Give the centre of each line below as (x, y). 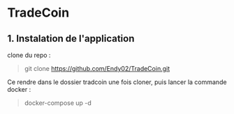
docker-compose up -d (58, 103)
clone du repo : (29, 55)
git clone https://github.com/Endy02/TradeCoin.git (97, 68)
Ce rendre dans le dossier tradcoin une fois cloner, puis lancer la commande (117, 82)
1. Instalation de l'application (71, 39)
